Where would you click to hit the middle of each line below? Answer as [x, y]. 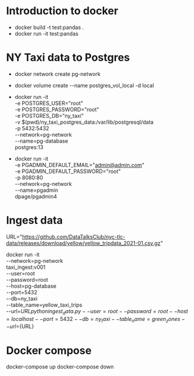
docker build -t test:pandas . [49, 27]
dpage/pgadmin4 [36, 196]
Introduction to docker [62, 11]
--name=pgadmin [36, 190]
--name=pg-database [41, 141]
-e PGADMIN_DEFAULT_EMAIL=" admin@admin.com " [80, 165]
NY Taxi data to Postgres [68, 58]
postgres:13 [29, 147]
